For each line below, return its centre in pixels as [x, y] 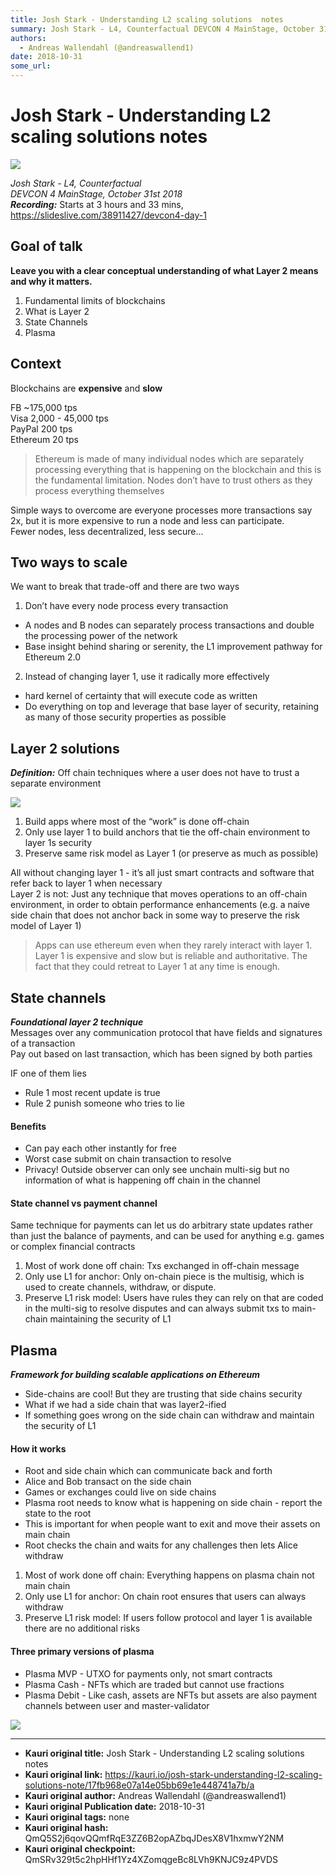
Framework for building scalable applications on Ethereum [135, 1375]
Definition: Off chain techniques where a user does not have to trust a [155, 773]
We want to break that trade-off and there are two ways [125, 587]
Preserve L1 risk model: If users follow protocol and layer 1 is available [168, 1618]
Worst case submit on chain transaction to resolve [128, 1159]
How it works [38, 1448]
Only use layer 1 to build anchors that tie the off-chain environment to [167, 832]
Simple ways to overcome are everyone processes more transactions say [161, 510]
